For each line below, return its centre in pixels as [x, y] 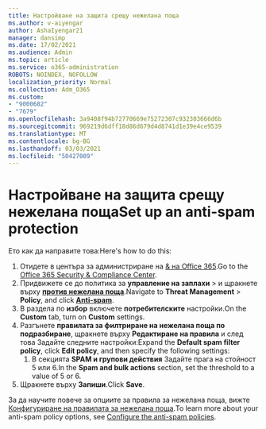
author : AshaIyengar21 [46, 30]
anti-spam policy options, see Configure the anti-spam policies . [112, 417]
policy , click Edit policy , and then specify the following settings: [125, 351]
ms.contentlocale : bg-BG [49, 141]
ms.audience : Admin [40, 52]
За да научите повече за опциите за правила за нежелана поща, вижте [129, 400]
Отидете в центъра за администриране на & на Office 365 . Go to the [134, 266]
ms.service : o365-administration [64, 68]
